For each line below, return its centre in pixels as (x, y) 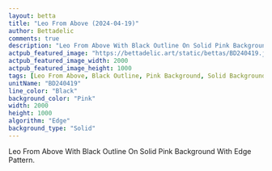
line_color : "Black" (43, 91)
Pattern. (21, 160)
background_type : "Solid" (52, 128)
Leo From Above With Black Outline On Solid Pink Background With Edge (130, 151)
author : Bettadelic (41, 31)
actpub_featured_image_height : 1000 (70, 69)
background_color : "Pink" (52, 98)
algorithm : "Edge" (39, 121)
